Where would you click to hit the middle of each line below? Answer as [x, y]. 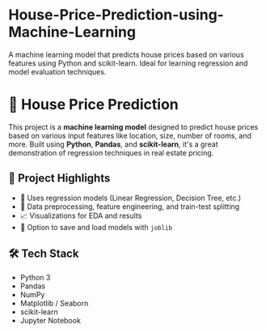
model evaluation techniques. [57, 71]
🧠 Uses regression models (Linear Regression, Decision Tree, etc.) [131, 198]
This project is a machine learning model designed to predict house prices [133, 126]
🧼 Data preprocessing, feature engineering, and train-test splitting [130, 206]
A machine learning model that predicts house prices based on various [126, 54]
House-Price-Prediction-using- [116, 15]
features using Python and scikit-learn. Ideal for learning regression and [128, 63]
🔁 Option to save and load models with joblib [96, 227]
